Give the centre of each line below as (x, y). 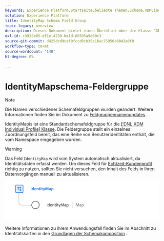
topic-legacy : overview (29, 26)
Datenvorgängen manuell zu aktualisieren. (47, 174)
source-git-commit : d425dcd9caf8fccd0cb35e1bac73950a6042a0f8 (70, 41)
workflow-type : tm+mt (27, 46)
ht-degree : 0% (20, 57)
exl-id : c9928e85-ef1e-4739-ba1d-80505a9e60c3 (53, 36)
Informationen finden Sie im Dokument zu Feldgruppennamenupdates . (76, 115)
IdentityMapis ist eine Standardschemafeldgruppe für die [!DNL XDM (74, 124)
